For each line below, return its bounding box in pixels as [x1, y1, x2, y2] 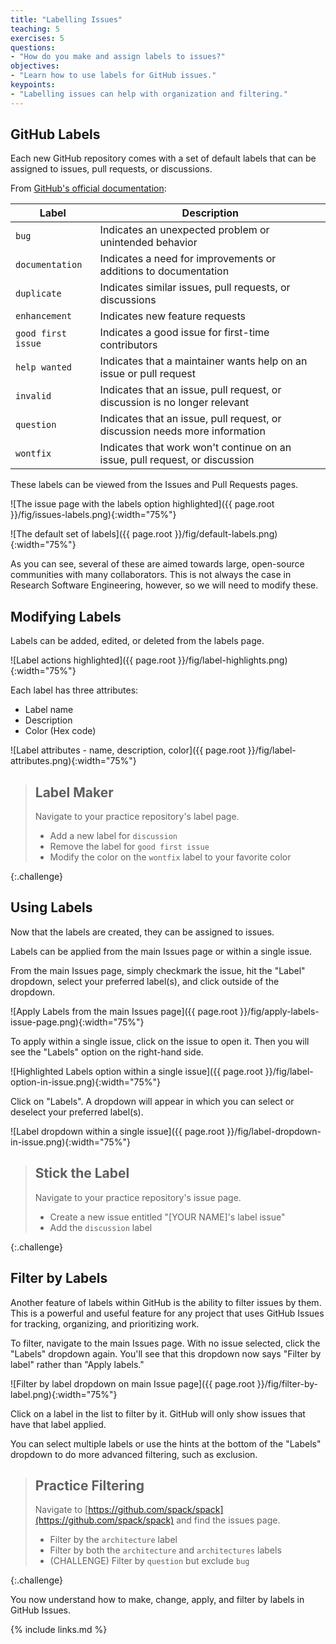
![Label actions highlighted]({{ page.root [10, 654, 176, 666]
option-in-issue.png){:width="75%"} [10, 1076, 161, 1088]
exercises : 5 [10, 33, 65, 43]
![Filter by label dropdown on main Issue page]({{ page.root [10, 1377, 255, 1390]
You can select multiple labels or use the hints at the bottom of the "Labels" [10, 1437, 322, 1450]
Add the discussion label [49, 1221, 153, 1233]
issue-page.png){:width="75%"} [10, 1016, 145, 1028]
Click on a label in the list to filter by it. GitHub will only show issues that [10, 1407, 306, 1420]
